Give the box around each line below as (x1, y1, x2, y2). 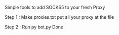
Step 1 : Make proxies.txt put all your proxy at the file (5, 14, 114, 20)
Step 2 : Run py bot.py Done (5, 24, 64, 30)
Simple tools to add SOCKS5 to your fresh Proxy (5, 5, 105, 10)
